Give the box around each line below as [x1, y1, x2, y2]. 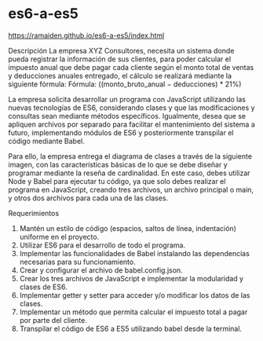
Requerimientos [8, 208, 60, 218]
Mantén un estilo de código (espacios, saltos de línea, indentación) [19, 223, 237, 233]
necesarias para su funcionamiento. [19, 257, 136, 266]
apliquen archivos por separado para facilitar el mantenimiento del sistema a [8, 119, 255, 129]
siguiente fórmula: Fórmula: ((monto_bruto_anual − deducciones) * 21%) [8, 79, 242, 89]
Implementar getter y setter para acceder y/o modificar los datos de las [19, 290, 250, 299]
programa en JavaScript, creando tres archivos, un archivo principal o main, [8, 185, 254, 194]
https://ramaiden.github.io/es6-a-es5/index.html [8, 31, 165, 40]
